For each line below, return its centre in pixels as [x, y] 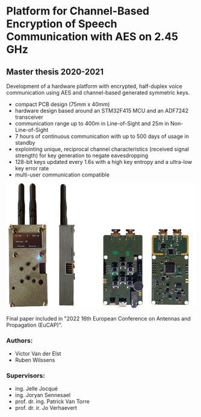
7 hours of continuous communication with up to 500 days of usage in [102, 136]
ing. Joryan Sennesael [43, 395]
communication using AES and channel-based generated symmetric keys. [98, 92]
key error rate [32, 168]
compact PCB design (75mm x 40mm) [62, 104]
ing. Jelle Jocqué [36, 389]
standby [25, 143]
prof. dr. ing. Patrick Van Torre [52, 401]
